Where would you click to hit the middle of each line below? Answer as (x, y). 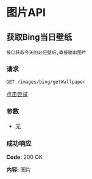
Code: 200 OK (24, 157)
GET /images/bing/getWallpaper (46, 82)
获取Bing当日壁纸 (39, 37)
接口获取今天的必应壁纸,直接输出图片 (46, 53)
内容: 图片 (19, 169)
